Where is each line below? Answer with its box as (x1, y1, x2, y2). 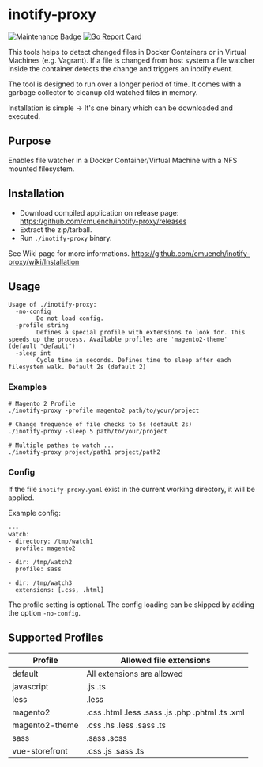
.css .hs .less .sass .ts (86, 719, 166, 731)
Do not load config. (36, 315, 104, 322)
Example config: (8, 508, 62, 517)
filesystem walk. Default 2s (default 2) (8, 363, 147, 372)
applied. (8, 493, 35, 502)
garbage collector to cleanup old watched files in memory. (8, 87, 198, 97)
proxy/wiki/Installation (8, 257, 80, 266)
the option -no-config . (8, 608, 81, 617)
